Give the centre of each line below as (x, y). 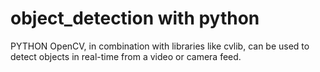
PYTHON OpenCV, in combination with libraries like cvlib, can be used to (160, 46)
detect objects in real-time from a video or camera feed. (126, 56)
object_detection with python (135, 18)
